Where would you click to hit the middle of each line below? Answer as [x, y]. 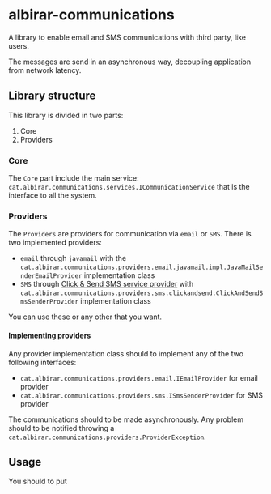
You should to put [38, 481]
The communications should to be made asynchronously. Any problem [126, 419]
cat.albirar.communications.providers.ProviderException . [107, 437]
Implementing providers [50, 335]
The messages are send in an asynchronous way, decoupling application [130, 62]
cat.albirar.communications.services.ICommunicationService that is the [129, 187]
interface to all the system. [53, 195]
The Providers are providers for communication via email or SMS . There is [130, 234]
